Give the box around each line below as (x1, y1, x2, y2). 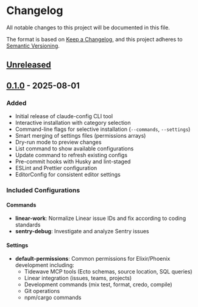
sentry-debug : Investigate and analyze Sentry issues (15, 228, 149, 235)
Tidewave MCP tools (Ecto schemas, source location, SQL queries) (24, 268, 193, 275)
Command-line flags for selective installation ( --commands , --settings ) (15, 125, 191, 133)
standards (15, 221, 41, 228)
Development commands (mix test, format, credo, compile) (24, 281, 172, 288)
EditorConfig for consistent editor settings (15, 171, 121, 178)
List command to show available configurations (15, 145, 134, 152)
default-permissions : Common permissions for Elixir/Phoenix (15, 255, 171, 263)
